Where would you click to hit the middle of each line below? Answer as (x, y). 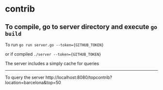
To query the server (25, 77)
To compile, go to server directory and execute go (81, 27)
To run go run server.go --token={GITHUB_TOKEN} (55, 45)
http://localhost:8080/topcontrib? (79, 77)
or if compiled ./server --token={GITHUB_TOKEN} (53, 54)
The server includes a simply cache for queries (52, 63)
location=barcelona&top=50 (33, 82)
